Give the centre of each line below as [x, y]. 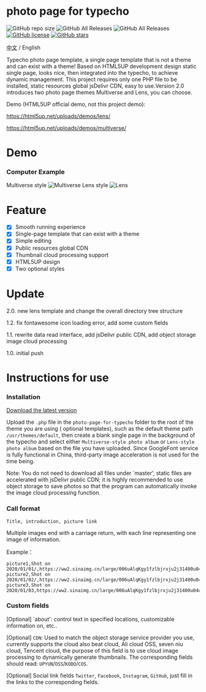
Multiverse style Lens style [57, 185]
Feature [26, 210]
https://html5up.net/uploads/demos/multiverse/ [67, 128]
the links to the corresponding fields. [53, 682]
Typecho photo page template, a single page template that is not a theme [99, 60]
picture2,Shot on [29, 574]
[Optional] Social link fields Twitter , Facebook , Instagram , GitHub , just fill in [100, 675]
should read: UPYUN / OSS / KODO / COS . [47, 663]
